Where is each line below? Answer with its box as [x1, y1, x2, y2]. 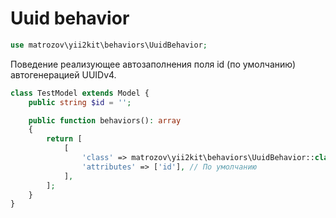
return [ [46, 134, 83, 144]
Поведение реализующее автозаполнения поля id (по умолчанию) [10, 58, 297, 70]
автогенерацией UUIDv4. [10, 68, 117, 81]
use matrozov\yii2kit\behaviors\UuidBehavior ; [10, 40, 208, 50]
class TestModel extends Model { [10, 88, 150, 98]
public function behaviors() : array [28, 115, 182, 126]
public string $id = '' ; [28, 97, 132, 107]
